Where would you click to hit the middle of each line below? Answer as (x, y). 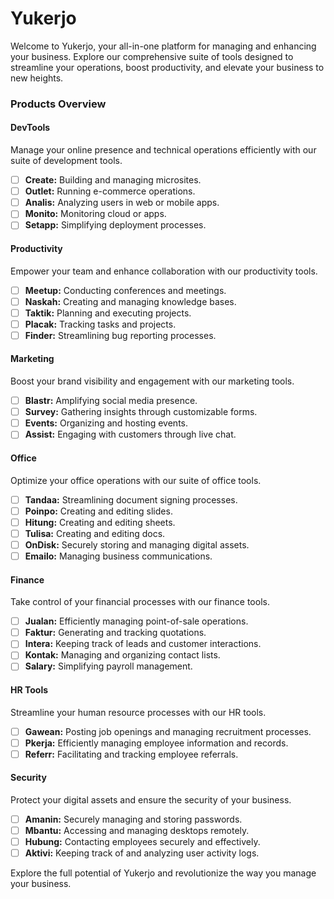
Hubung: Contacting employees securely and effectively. (142, 842)
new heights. (37, 78)
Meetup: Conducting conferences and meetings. (125, 290)
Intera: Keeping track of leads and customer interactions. (143, 644)
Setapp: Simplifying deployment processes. (115, 225)
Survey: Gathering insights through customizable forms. (141, 412)
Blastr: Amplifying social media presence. (111, 401)
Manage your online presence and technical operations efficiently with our (163, 150)
